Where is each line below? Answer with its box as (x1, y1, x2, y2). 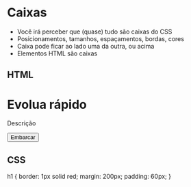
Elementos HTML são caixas (16, 49, 98, 58)
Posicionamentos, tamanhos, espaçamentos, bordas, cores (16, 34, 185, 42)
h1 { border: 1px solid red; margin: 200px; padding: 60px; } (7, 173, 171, 181)
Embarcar (10, 134, 36, 141)
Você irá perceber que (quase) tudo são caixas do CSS (16, 27, 173, 36)
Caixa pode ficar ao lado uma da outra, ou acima (16, 42, 155, 50)
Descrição (7, 119, 36, 127)
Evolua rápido (7, 97, 87, 112)
